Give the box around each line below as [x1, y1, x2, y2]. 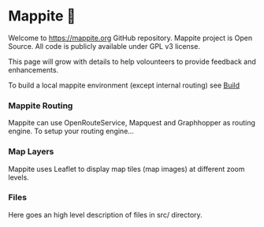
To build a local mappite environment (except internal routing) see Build [8, 80, 240, 90]
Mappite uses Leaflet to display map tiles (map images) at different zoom [8, 164, 246, 173]
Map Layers [8, 146, 54, 157]
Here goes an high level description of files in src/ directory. [8, 210, 203, 219]
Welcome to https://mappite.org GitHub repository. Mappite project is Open [8, 33, 253, 43]
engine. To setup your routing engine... [8, 126, 134, 136]
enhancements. [8, 65, 59, 74]
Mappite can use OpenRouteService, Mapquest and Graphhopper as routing [8, 118, 256, 128]
